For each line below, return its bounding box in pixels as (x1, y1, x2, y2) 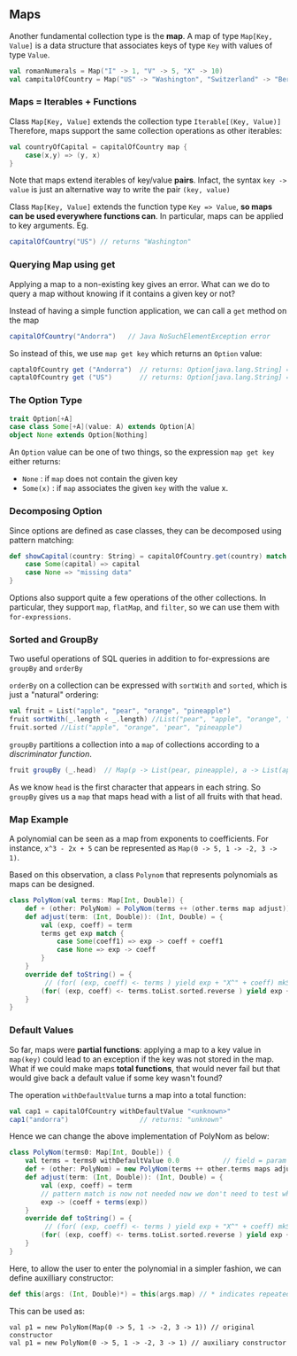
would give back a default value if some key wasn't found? (9, 1072, 223, 1083)
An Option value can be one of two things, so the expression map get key (9, 447, 275, 457)
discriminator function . (9, 748, 93, 759)
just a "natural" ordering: (9, 690, 99, 700)
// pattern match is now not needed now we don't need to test (41, 1189, 278, 1198)
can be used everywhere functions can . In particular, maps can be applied (9, 211, 285, 222)
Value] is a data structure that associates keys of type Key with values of (9, 40, 273, 51)
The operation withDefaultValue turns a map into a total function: (9, 1089, 247, 1100)
